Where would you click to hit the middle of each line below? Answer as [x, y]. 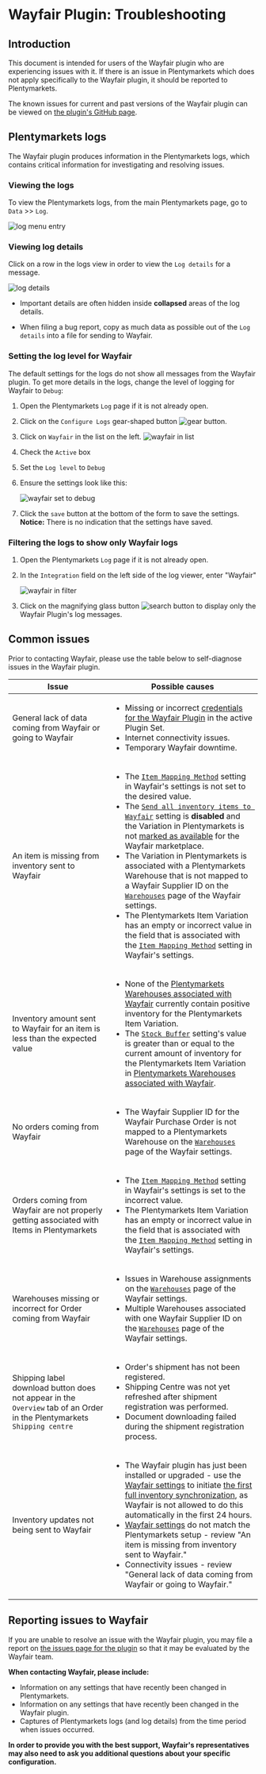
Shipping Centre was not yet [178, 1386]
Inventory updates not [53, 1520]
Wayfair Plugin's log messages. [71, 614]
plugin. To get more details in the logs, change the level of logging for [122, 382]
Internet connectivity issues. [177, 738]
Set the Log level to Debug [62, 467]
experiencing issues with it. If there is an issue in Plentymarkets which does [131, 71]
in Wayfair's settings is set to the [185, 1190]
